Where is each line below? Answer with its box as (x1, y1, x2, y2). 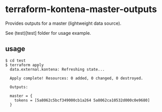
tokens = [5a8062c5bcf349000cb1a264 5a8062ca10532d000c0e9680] (14, 97, 150, 103)
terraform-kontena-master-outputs (5, 4, 157, 15)
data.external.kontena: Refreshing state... (10, 67, 105, 72)
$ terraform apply (5, 62, 44, 68)
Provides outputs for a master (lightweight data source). (5, 20, 122, 26)
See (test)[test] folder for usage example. (5, 30, 91, 36)
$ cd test (5, 58, 26, 63)
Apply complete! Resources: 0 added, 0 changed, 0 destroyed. (10, 76, 143, 81)
